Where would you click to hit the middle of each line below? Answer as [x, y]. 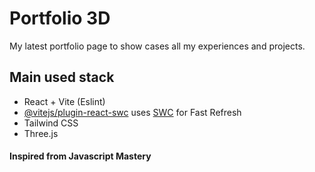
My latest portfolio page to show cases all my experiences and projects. [157, 46]
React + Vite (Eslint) [64, 101]
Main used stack [62, 77]
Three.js [41, 133]
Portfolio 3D [60, 18]
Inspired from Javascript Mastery [80, 156]
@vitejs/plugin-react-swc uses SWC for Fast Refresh [132, 112]
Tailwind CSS [51, 123]
